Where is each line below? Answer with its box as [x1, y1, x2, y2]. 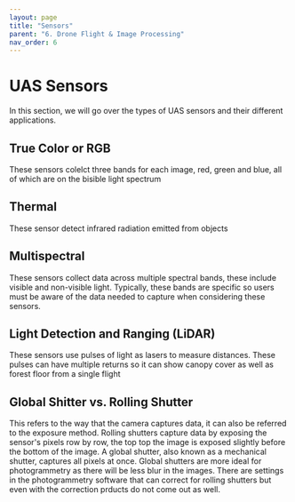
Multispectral [9, 249, 85, 264]
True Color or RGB [9, 140, 111, 155]
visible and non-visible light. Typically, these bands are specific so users [9, 282, 275, 292]
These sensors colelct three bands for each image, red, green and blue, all [9, 164, 283, 174]
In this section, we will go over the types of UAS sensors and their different [9, 106, 283, 116]
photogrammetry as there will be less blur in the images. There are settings [9, 466, 284, 476]
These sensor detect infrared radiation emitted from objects [9, 223, 228, 234]
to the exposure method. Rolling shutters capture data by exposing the [9, 427, 267, 438]
